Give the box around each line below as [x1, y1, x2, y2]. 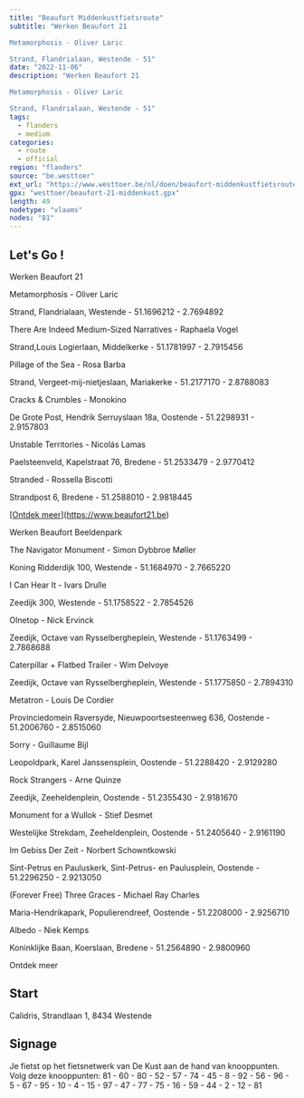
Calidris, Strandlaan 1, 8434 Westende [9, 1010, 152, 1021]
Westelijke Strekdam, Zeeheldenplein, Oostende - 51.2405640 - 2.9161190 [9, 827, 286, 838]
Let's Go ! [9, 247, 65, 263]
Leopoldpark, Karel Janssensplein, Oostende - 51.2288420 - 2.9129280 [9, 756, 278, 767]
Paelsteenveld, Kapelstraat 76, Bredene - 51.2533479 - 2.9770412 [9, 456, 255, 467]
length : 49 [9, 197, 51, 206]
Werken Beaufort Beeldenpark [9, 527, 122, 538]
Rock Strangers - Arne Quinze [9, 774, 122, 785]
